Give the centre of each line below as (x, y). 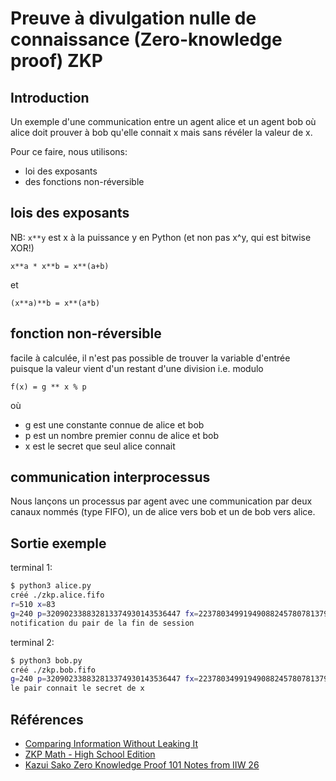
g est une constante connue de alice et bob (114, 424)
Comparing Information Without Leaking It (111, 743)
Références (47, 719)
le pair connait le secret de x (77, 688)
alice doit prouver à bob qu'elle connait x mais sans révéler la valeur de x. (161, 132)
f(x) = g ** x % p (48, 387)
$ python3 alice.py (51, 586)
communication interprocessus (110, 477)
